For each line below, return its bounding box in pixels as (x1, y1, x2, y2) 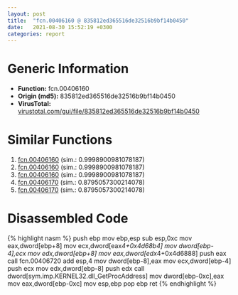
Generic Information (7, 61, 129, 77)
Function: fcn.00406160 (17, 85, 90, 93)
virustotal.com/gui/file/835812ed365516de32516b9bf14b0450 (17, 107, 200, 116)
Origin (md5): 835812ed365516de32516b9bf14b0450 (17, 92, 176, 100)
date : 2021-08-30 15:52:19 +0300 (7, 23, 113, 31)
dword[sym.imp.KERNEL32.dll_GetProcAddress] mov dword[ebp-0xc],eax (7, 272, 225, 281)
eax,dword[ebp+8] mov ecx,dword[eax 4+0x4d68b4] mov (7, 242, 178, 250)
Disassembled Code (7, 210, 129, 227)
